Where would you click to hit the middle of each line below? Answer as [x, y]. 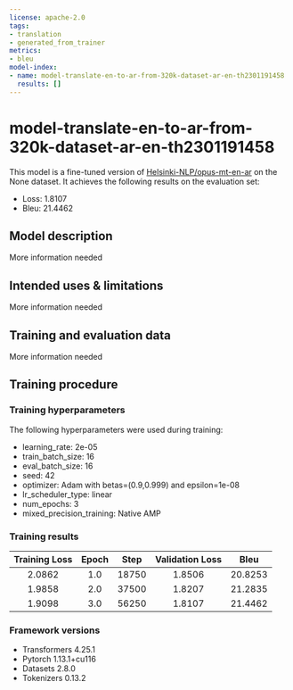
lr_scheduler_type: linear [67, 494]
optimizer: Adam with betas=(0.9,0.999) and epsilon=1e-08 [131, 485]
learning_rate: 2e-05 [60, 446]
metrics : [25, 51]
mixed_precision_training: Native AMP [92, 513]
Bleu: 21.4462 [48, 208]
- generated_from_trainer [57, 42]
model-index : [33, 68]
